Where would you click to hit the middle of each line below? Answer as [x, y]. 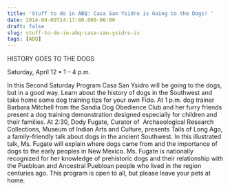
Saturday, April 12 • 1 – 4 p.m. [49, 72]
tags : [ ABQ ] [24, 39]
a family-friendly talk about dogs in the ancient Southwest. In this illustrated [114, 137]
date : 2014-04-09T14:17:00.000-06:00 [61, 20]
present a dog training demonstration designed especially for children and [112, 115]
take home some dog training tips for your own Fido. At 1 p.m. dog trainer [111, 100]
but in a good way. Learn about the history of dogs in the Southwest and [109, 93]
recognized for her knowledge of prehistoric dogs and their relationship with [115, 158]
